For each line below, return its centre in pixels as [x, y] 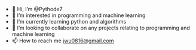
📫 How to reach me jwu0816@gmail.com [63, 41]
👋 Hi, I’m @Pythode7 [37, 9]
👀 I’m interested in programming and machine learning [79, 15]
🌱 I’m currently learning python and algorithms [69, 21]
